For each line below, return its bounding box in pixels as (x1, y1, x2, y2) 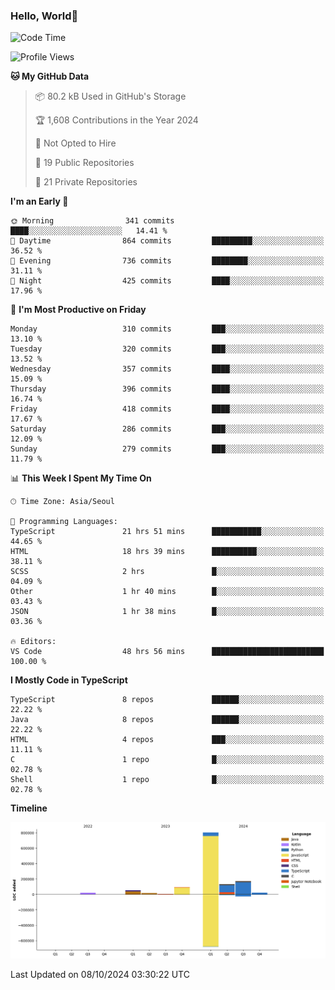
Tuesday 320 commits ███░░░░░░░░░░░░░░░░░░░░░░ (10, 344, 325, 354)
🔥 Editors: (10, 637, 57, 647)
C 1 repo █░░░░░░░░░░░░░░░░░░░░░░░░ (10, 755, 325, 765)
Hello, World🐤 (10, 9, 79, 23)
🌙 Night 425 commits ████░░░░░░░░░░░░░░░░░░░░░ (10, 276, 325, 286)
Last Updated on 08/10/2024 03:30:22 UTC (10, 969, 190, 981)
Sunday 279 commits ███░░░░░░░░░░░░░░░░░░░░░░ (10, 444, 325, 454)
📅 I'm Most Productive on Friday (10, 304, 147, 316)
